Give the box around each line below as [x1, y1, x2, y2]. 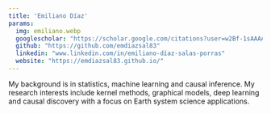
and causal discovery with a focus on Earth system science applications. [8, 96, 250, 106]
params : [8, 19, 35, 27]
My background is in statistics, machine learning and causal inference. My [8, 78, 256, 89]
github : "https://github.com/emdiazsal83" [15, 42, 161, 50]
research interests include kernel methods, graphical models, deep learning [8, 87, 260, 97]
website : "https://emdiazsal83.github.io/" [15, 57, 164, 65]
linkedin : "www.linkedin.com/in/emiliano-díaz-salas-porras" [15, 49, 226, 57]
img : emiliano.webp [15, 27, 81, 35]
